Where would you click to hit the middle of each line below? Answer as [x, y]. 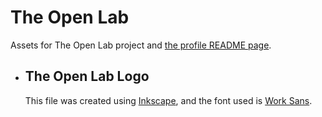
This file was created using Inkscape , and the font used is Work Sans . [168, 100]
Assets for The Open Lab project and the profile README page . [141, 45]
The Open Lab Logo [87, 76]
